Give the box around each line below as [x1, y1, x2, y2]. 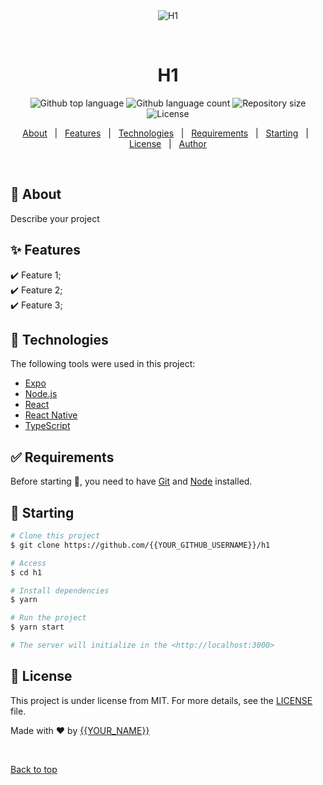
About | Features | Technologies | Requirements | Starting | [22, 127, 309, 139]
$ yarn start [10, 622, 65, 633]
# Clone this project [10, 531, 101, 541]
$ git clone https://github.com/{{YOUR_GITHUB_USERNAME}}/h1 [10, 540, 271, 550]
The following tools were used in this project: [10, 358, 196, 370]
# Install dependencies [10, 585, 110, 596]
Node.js [24, 388, 58, 400]
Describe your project [10, 212, 100, 224]
